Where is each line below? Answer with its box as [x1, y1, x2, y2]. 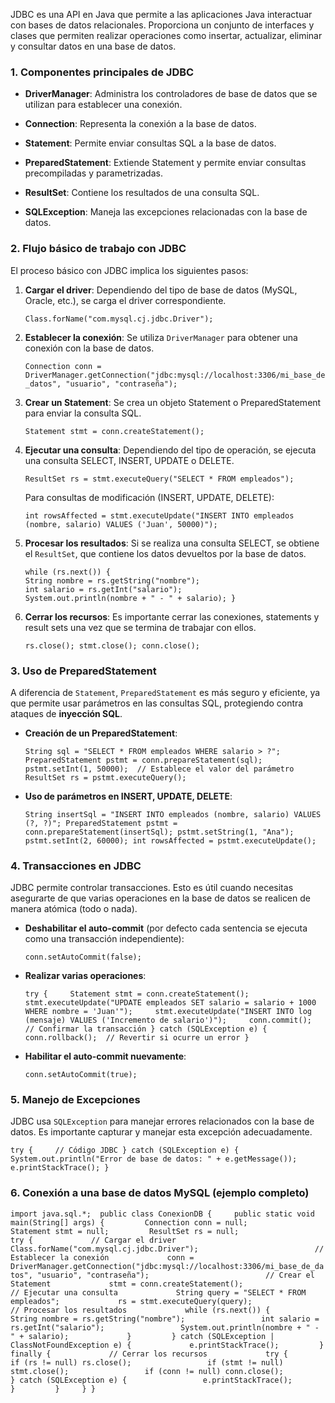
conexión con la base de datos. [24, 342, 155, 354]
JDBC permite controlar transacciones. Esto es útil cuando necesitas [10, 882, 294, 894]
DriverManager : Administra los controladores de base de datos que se [24, 88, 318, 100]
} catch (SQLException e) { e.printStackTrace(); [10, 1375, 293, 1385]
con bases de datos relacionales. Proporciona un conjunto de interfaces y [10, 19, 315, 31]
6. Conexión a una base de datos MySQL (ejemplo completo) [10, 1186, 310, 1200]
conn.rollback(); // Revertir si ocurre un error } [24, 1033, 250, 1043]
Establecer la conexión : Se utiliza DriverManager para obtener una [24, 331, 298, 343]
